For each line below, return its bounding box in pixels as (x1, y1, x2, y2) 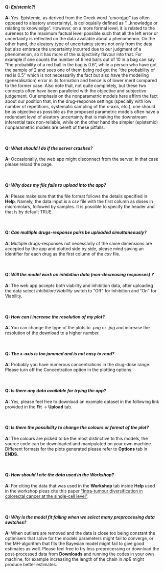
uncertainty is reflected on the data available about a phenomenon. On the (5, 36, 155, 42)
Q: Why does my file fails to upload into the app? (5, 182, 106, 188)
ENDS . (5, 451, 19, 457)
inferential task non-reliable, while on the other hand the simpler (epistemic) (5, 119, 158, 125)
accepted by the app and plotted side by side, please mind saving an (5, 246, 144, 252)
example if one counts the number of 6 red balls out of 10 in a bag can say (5, 57, 155, 62)
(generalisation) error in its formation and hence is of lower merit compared (5, 78, 157, 84)
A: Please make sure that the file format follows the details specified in (5, 193, 148, 199)
